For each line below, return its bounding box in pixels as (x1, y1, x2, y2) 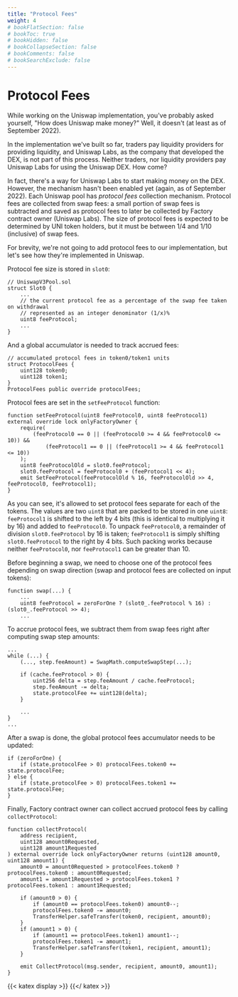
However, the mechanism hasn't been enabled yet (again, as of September (7, 184, 226, 192)
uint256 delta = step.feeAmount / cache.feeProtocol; (33, 677, 195, 684)
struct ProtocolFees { (7, 360, 75, 367)
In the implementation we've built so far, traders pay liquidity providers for (7, 140, 224, 148)
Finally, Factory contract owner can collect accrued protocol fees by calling (7, 804, 229, 813)
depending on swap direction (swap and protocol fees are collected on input (7, 565, 232, 574)
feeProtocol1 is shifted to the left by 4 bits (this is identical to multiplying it (7, 514, 225, 523)
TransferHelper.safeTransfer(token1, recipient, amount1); (33, 944, 212, 951)
